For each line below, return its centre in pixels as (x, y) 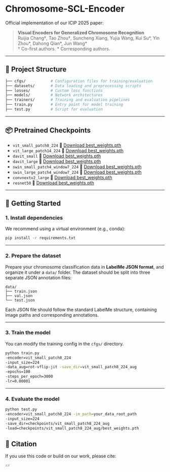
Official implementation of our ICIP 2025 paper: (54, 23)
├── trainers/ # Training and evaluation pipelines (68, 100)
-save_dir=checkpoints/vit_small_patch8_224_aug (57, 423)
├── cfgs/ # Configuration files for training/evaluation (79, 81)
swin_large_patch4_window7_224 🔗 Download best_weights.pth (77, 172)
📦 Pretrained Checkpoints (48, 130)
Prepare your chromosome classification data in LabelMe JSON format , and (85, 267)
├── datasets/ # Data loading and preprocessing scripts (73, 86)
